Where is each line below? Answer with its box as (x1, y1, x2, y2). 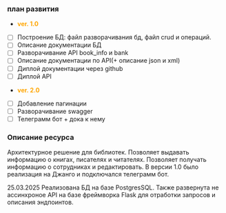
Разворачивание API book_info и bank (17, 49, 129, 57)
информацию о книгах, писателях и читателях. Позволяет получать (7, 156, 207, 164)
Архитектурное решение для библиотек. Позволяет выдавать (7, 148, 189, 156)
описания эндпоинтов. (7, 198, 74, 207)
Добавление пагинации (17, 99, 88, 108)
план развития (7, 4, 59, 14)
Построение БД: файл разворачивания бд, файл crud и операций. (17, 33, 212, 41)
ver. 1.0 (17, 20, 39, 28)
